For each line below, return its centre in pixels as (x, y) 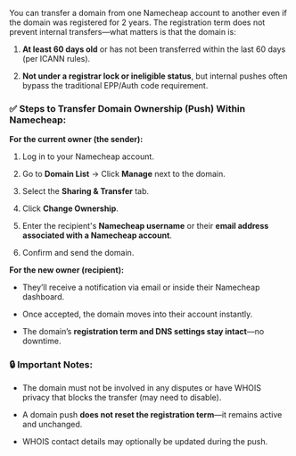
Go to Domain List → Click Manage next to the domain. (123, 174)
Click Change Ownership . (70, 208)
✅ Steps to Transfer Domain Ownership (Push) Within (127, 108)
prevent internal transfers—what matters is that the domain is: (123, 32)
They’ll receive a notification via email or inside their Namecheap (141, 287)
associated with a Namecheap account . (97, 235)
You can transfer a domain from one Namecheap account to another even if (148, 13)
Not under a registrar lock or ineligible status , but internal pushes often (155, 76)
